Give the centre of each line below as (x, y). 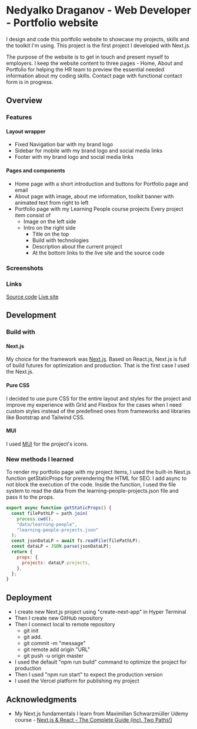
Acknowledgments (42, 699)
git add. (33, 637)
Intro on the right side (49, 227)
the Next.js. (20, 372)
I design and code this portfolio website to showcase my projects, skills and (98, 39)
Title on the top (51, 234)
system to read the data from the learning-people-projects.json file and (92, 491)
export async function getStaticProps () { (59, 508)
